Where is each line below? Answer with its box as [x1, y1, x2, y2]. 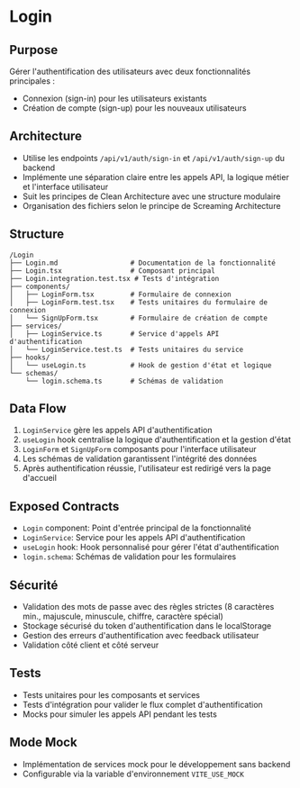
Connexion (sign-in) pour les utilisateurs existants [22, 93, 207, 104]
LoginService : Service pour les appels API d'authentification [22, 532, 246, 543]
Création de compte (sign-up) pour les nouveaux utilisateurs [22, 103, 247, 113]
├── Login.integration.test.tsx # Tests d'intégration [9, 274, 220, 283]
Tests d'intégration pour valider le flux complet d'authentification [22, 699, 263, 710]
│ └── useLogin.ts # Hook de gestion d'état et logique [9, 360, 272, 370]
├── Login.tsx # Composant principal [9, 266, 216, 276]
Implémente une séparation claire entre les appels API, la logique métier [22, 171, 290, 182]
